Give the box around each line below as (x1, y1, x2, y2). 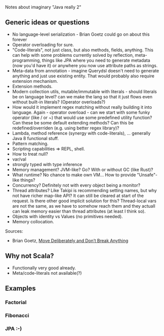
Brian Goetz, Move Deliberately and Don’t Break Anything (12, 238, 129, 243)
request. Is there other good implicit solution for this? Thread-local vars (12, 198, 157, 204)
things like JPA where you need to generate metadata (42, 57, 151, 63)
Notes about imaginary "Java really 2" (5, 4, 82, 10)
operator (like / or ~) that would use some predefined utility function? (12, 115, 152, 120)
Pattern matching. (12, 141, 49, 146)
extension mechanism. (12, 78, 58, 84)
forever (12, 36, 27, 42)
